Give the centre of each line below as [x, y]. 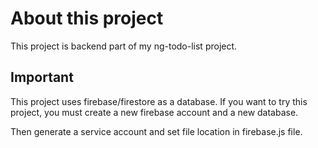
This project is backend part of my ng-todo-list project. [124, 46]
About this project [87, 18]
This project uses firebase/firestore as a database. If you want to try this [159, 101]
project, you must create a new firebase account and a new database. [154, 112]
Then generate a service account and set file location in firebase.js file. [156, 131]
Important [42, 77]
